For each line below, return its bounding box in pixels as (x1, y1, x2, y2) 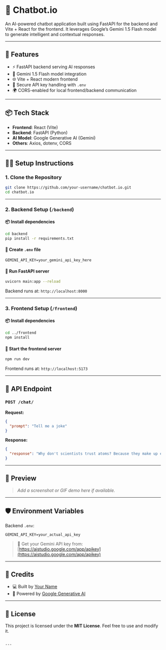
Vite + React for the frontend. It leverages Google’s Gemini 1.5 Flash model (5, 26, 157, 32)
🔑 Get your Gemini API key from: (17, 541, 83, 547)
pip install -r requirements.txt (5, 236, 74, 241)
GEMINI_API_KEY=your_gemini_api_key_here (5, 258, 92, 263)
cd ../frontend (5, 330, 37, 335)
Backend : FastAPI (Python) (12, 130, 68, 136)
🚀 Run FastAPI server (5, 268, 49, 274)
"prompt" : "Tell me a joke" (9, 423, 68, 428)
